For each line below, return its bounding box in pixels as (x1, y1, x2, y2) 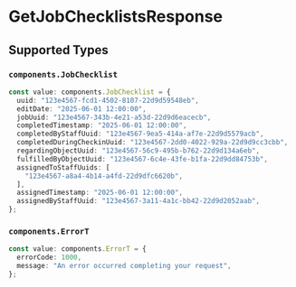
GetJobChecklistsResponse (8, 6, 224, 27)
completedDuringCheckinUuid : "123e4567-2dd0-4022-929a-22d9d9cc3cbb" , (16, 138, 289, 147)
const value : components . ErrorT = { (8, 245, 147, 254)
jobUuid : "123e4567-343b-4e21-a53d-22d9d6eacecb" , (16, 113, 212, 122)
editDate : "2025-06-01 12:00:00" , (16, 104, 147, 114)
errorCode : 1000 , (16, 253, 82, 263)
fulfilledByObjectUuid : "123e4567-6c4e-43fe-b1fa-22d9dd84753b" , (16, 154, 269, 163)
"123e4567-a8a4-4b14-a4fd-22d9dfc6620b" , (24, 171, 183, 181)
